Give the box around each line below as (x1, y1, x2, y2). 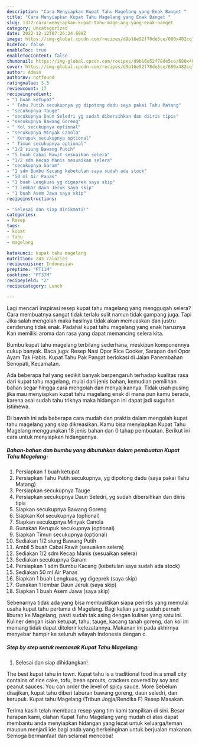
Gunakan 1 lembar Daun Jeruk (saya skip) (15, 581, 117, 588)
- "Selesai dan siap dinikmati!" (6, 207, 89, 212)
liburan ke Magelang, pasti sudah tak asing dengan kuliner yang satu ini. (6, 611, 182, 618)
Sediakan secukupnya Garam (15, 556, 87, 563)
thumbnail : (6, 58, 34, 64)
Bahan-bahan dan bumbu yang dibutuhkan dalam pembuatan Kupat (6, 447, 180, 454)
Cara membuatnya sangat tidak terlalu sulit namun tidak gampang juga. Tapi (6, 311, 192, 318)
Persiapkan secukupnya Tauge (15, 486, 90, 494)
